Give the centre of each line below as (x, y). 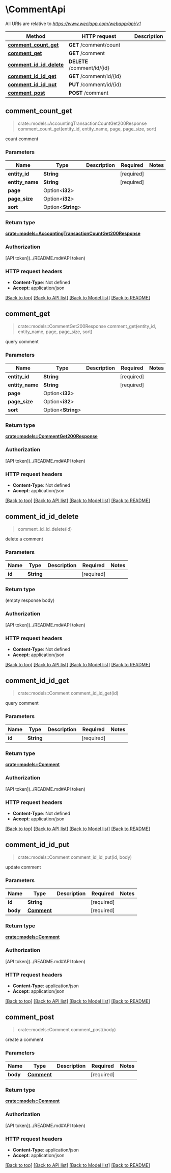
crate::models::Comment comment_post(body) (67, 1029)
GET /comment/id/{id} (95, 76)
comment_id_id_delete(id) (45, 529)
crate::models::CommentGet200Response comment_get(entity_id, (87, 326)
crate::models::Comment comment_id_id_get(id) (68, 693)
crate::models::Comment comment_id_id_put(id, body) (75, 857)
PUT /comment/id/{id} (95, 84)
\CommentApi (36, 9)
